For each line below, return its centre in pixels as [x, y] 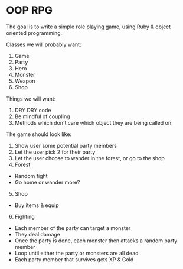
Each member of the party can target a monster [73, 228]
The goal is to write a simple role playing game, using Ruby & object [89, 27]
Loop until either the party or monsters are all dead [76, 253]
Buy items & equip [37, 205]
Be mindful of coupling [42, 116]
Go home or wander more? [47, 182]
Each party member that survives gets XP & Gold [74, 259]
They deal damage [37, 234]
